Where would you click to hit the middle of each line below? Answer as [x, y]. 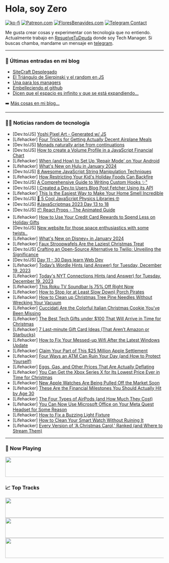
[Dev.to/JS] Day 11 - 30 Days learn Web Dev [58, 260]
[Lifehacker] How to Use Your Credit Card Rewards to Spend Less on [84, 217]
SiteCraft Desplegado [35, 72]
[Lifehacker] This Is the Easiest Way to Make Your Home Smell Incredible [88, 193]
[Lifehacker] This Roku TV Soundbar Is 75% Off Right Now [73, 286]
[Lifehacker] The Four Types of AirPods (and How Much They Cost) [83, 398]
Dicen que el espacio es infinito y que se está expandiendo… [76, 93]
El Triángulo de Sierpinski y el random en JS [58, 77]
